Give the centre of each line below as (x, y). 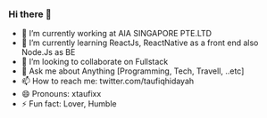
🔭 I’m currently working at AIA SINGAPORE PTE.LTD (116, 34)
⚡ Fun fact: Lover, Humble (69, 104)
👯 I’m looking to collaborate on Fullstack (95, 62)
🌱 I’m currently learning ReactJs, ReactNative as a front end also (140, 43)
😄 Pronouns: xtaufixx (61, 94)
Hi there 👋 (30, 14)
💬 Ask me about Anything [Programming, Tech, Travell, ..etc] (133, 71)
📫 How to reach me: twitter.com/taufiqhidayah (108, 81)
